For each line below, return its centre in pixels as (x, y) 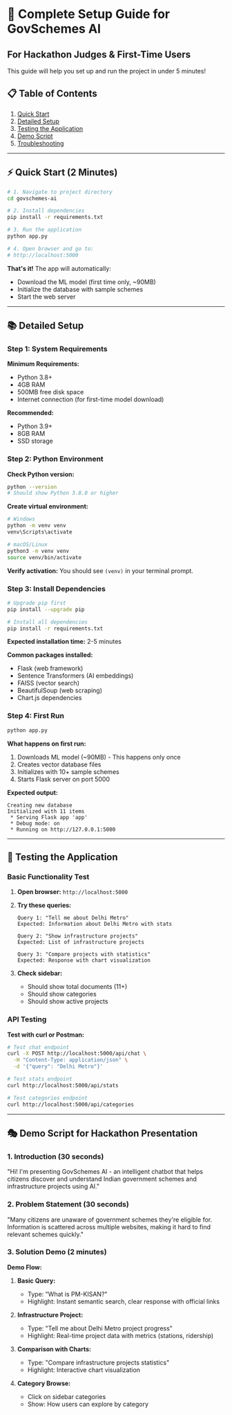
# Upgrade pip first (37, 603)
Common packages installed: (50, 655)
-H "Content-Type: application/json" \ (71, 1060)
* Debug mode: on (35, 823)
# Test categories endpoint (48, 1098)
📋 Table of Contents (52, 94)
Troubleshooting (40, 143)
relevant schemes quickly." (46, 1234)
